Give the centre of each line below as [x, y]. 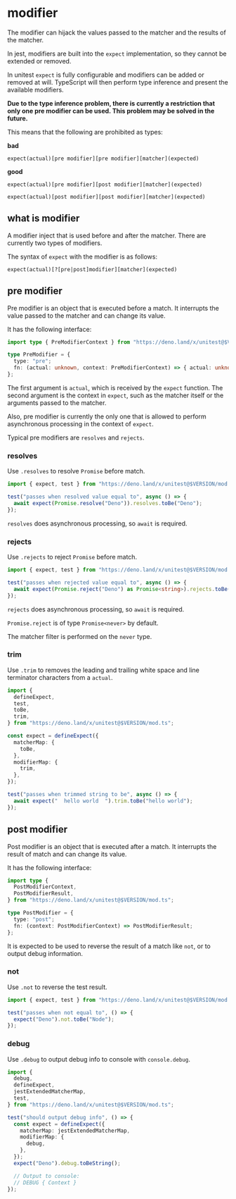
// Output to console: [47, 1176]
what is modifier [44, 219]
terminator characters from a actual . [60, 677]
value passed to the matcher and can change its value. [87, 316]
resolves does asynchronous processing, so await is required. [97, 523]
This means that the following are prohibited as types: [85, 132]
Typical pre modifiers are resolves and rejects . [76, 437]
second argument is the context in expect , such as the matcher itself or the [116, 395]
